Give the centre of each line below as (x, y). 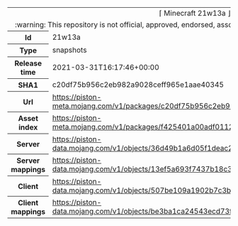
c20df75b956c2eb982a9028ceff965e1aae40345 (138, 85)
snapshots (69, 50)
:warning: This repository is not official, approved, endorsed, (115, 25)
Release (28, 63)
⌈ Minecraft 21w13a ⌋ (195, 13)
